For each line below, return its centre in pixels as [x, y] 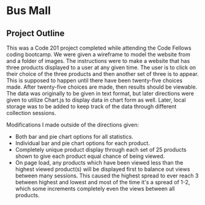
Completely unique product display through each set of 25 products [101, 150]
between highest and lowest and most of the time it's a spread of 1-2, [102, 182]
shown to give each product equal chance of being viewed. [90, 156]
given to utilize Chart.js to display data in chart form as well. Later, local [96, 100]
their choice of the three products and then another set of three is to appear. [102, 74]
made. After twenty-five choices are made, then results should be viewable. [102, 87]
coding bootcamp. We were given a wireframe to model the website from [99, 54]
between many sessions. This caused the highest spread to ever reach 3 [107, 176]
